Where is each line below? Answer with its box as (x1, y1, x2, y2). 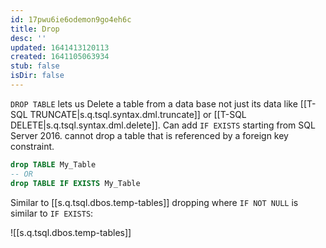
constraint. (10, 140, 55, 152)
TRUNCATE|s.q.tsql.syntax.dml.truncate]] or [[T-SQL (29, 108, 247, 120)
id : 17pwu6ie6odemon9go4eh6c (10, 14, 132, 25)
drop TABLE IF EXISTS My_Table (10, 178, 141, 188)
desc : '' (10, 33, 47, 43)
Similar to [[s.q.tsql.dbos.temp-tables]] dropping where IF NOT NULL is (10, 196, 299, 208)
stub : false (10, 61, 60, 71)
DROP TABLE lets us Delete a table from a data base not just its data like (10, 97, 298, 110)
